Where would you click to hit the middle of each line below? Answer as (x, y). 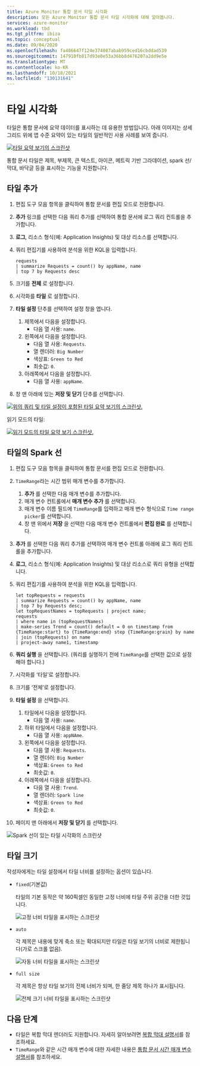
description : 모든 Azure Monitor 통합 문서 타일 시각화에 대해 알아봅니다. (91, 17)
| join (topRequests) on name (53, 637)
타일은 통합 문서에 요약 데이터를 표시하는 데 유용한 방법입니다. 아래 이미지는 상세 (100, 128)
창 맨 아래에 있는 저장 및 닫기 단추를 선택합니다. (70, 394)
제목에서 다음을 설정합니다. (55, 321)
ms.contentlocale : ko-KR (37, 67)
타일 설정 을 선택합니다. (42, 700)
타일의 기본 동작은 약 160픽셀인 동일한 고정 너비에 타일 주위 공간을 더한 (97, 897)
